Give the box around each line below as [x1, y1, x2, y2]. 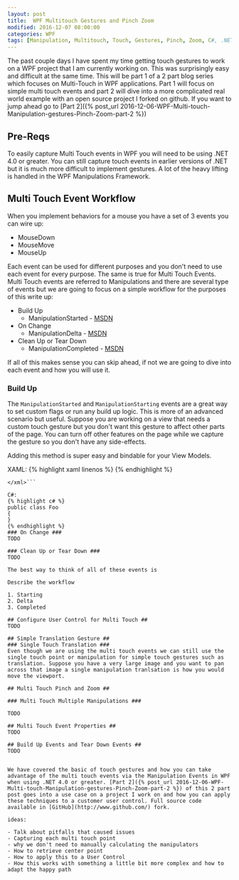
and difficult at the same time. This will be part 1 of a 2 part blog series [7, 72, 214, 81]
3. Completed [7, 604, 46, 611]
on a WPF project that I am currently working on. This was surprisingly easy [7, 64, 230, 73]
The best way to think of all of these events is [7, 567, 158, 574]
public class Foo [7, 504, 59, 511]
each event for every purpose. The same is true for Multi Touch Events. [7, 269, 216, 278]
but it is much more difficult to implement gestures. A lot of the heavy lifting [7, 164, 229, 173]
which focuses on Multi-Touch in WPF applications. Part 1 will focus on [7, 79, 215, 88]
